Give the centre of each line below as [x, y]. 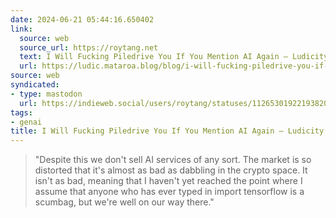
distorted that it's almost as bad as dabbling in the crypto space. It [171, 170]
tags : [21, 112]
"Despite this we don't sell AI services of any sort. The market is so [173, 160]
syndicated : [35, 85]
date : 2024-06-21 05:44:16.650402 [82, 19]
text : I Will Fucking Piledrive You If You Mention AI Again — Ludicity [174, 57]
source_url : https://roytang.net [89, 47]
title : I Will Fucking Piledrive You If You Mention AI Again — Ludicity [167, 131]
